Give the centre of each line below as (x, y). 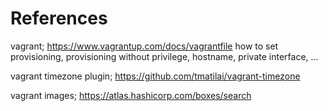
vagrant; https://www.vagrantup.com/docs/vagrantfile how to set (144, 46)
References (59, 18)
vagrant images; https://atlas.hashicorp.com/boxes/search (131, 95)
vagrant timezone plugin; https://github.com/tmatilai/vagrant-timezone (155, 76)
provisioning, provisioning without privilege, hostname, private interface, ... (164, 56)
